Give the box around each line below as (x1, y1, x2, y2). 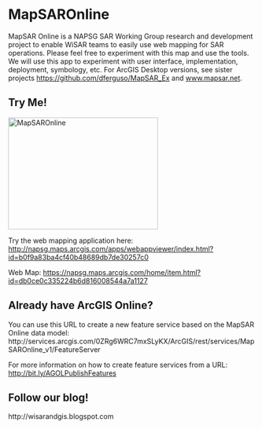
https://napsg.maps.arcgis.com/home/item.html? (42, 267, 201, 277)
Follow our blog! (8, 390, 89, 404)
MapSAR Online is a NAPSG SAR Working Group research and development (8, 31, 253, 41)
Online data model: (8, 328, 69, 337)
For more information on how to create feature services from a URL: (8, 360, 228, 369)
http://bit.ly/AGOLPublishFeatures (8, 368, 116, 378)
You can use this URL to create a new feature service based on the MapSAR (8, 320, 255, 329)
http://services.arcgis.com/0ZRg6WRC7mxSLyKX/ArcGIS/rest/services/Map (8, 336, 255, 346)
